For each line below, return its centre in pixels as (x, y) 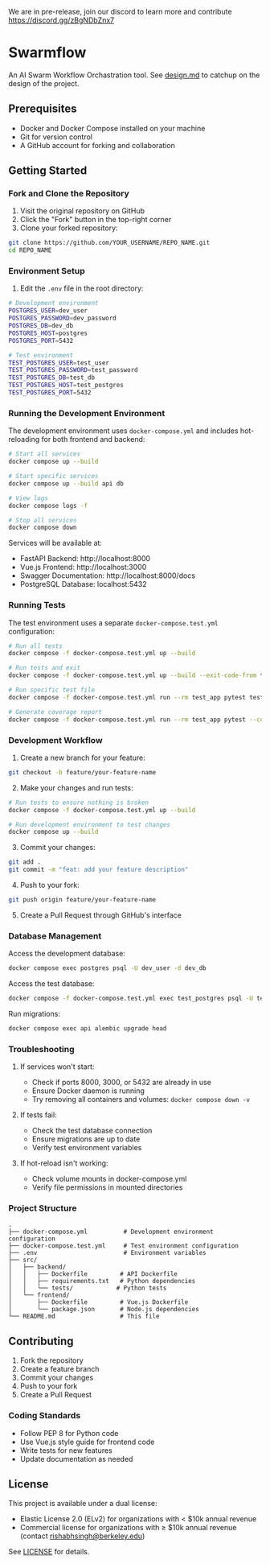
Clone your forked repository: (69, 228)
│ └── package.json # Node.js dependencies (104, 1310)
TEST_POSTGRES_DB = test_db (51, 378)
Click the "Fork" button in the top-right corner (96, 220)
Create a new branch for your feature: (83, 757)
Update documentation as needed (76, 1459)
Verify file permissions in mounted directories (107, 1187)
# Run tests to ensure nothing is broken (79, 803)
